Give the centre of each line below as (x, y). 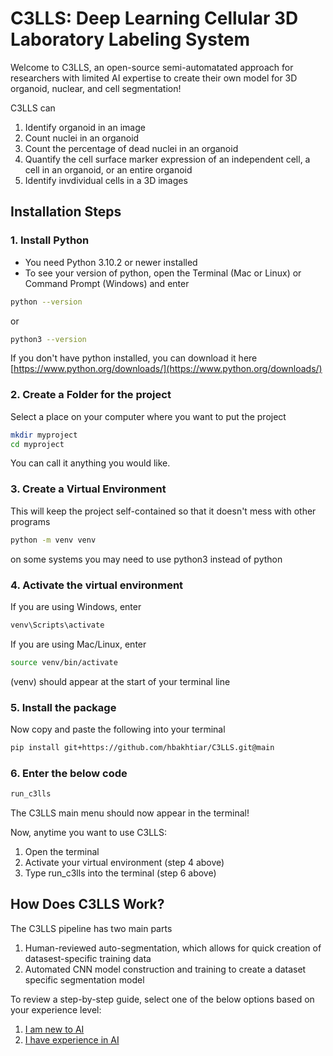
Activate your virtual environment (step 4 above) (124, 862)
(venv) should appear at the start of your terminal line (120, 681)
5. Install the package (63, 707)
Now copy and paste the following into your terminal (118, 729)
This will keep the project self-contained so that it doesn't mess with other (163, 511)
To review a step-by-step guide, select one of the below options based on (162, 999)
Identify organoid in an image (85, 127)
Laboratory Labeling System (130, 39)
